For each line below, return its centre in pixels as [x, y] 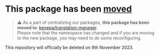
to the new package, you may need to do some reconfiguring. [79, 38]
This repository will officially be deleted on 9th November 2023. [69, 47]
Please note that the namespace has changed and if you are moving [86, 33]
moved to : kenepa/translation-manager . [57, 27]
